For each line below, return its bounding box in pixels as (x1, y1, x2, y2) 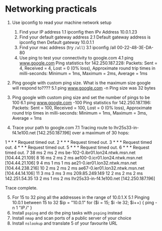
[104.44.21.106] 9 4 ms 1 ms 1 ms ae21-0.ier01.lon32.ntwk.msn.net (5, 160, 137, 166)
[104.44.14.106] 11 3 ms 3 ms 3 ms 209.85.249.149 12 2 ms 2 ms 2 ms (5, 170, 143, 176)
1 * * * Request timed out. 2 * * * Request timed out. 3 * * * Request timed (5, 139, 152, 145)
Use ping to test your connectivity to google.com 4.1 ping (19, 55, 133, 60)
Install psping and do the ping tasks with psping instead (12, 210, 123, 215)
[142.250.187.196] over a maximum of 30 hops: (36, 130, 130, 135)
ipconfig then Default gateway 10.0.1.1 (19, 39, 95, 45)
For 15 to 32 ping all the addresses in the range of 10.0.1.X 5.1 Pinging (12, 194, 150, 200)
